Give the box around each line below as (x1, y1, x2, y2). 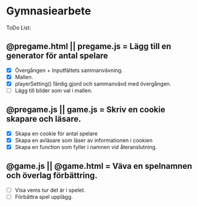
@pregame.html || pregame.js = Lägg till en (6, 41, 172, 51)
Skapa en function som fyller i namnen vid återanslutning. (14, 143, 157, 150)
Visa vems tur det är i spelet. (14, 186, 86, 193)
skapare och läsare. (6, 114, 81, 124)
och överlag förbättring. (6, 171, 98, 181)
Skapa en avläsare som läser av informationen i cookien (14, 137, 153, 144)
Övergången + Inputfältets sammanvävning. (14, 66, 123, 74)
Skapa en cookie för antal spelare (14, 130, 98, 137)
